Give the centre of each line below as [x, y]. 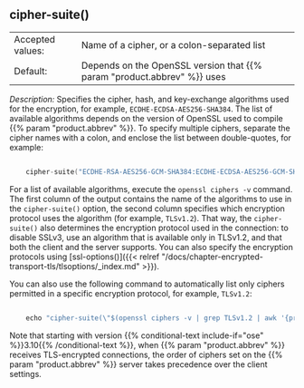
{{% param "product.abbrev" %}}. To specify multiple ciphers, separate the [150, 128]
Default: [31, 71]
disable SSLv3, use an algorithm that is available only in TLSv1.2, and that [146, 237]
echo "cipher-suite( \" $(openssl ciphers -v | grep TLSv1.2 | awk [152, 318]
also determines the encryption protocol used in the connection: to [165, 228]
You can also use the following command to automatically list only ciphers [147, 284]
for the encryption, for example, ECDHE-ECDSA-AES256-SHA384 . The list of [141, 109]
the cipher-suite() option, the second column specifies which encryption [147, 209]
